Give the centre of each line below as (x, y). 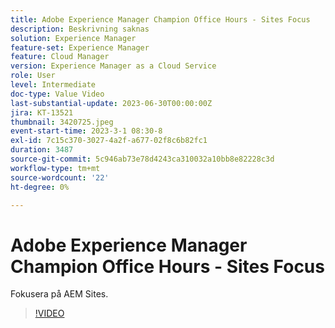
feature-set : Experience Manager (80, 47)
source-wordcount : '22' (60, 177)
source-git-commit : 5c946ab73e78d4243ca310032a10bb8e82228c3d (142, 159)
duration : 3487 (42, 150)
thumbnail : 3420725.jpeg (62, 122)
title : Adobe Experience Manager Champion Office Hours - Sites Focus (160, 19)
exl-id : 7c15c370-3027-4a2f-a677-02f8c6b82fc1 (109, 141)
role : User (33, 76)
